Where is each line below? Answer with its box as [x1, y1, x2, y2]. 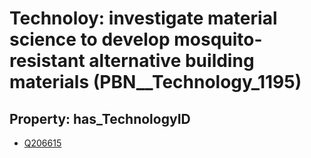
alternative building [88, 50, 255, 72]
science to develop [9, 28, 171, 51]
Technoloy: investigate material [9, 7, 278, 30]
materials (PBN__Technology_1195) [9, 71, 302, 94]
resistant [9, 50, 86, 72]
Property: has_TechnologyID [9, 110, 191, 127]
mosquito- [173, 28, 263, 51]
